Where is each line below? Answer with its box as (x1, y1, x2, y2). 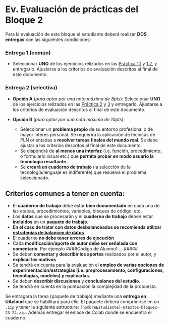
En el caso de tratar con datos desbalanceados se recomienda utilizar (12, 224, 162, 230)
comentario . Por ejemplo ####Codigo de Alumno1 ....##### (12, 246, 138, 252)
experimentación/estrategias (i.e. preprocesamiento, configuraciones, (12, 267, 164, 273)
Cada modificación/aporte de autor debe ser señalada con (12, 240, 138, 246)
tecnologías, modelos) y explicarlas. (12, 273, 91, 279)
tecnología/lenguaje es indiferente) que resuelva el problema (20, 169, 147, 175)
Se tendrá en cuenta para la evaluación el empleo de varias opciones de (12, 262, 164, 268)
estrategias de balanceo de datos (12, 230, 84, 236)
